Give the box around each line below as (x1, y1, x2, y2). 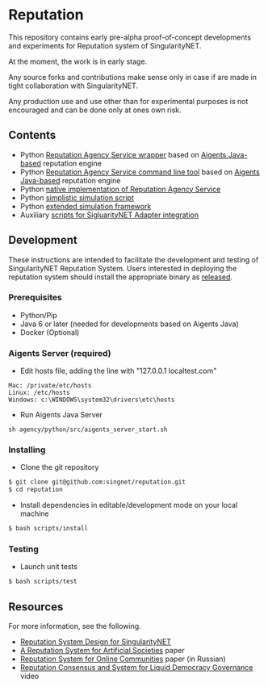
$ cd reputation (8, 486, 63, 494)
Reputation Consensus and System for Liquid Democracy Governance (19, 663, 253, 672)
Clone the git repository (19, 463, 99, 472)
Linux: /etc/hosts (8, 389, 70, 397)
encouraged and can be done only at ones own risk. (8, 105, 182, 115)
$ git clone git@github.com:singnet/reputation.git (8, 478, 186, 486)
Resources (8, 600, 64, 614)
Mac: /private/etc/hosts (8, 382, 92, 390)
